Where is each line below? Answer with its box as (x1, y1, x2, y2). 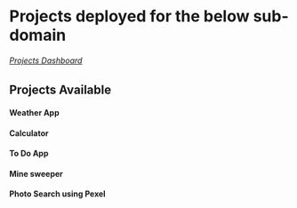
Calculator (9, 127, 49, 139)
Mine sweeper (9, 168, 64, 179)
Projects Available (9, 83, 112, 98)
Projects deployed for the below (9, 6, 251, 27)
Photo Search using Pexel (9, 188, 106, 199)
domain (9, 25, 67, 45)
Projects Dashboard (9, 55, 83, 66)
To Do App (9, 148, 49, 159)
